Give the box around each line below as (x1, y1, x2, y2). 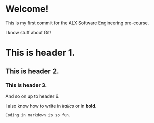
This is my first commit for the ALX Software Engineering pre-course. (5, 20, 149, 26)
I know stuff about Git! (5, 29, 52, 35)
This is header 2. (5, 67, 59, 75)
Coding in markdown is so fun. (5, 112, 71, 118)
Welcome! (5, 3, 49, 15)
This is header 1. (5, 47, 75, 58)
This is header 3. (5, 82, 47, 89)
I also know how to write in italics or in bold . (5, 103, 97, 109)
